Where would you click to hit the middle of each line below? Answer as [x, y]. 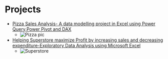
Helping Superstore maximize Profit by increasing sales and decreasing [88, 40]
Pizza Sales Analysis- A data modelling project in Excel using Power [84, 24]
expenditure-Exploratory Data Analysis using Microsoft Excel [76, 45]
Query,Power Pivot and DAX [42, 29]
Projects [23, 9]
